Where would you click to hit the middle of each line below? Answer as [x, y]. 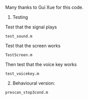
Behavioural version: [34, 83]
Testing [20, 17]
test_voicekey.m [22, 74]
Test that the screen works [33, 46]
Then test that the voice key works [41, 64]
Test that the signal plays [31, 27]
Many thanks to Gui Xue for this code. [45, 7]
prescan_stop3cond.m [27, 92]
